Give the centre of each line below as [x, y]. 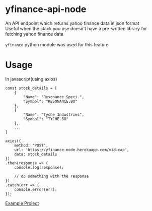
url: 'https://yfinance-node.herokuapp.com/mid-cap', [72, 150]
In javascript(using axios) [31, 79]
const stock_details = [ [31, 88]
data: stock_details [36, 154]
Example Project [22, 203]
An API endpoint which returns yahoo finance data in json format [72, 23]
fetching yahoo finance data [34, 34]
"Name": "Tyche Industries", [54, 114]
